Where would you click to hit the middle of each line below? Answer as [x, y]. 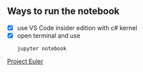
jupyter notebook [42, 48]
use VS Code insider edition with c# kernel [77, 27]
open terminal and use [49, 35]
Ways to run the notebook [63, 11]
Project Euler [25, 61]
